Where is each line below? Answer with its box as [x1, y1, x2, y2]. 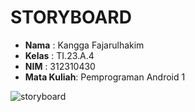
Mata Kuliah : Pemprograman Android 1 [24, 71, 186, 83]
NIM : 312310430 [24, 60, 96, 72]
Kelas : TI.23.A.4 [24, 49, 95, 61]
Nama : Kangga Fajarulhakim [24, 39, 145, 51]
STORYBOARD [10, 6, 132, 29]
